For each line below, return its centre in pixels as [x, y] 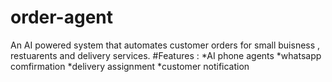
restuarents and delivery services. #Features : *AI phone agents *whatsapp [166, 55]
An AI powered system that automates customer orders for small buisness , [165, 45]
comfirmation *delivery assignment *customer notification [130, 66]
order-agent [62, 17]
